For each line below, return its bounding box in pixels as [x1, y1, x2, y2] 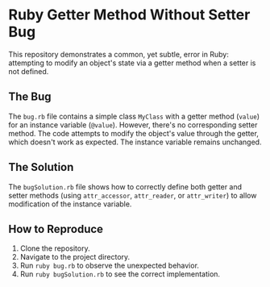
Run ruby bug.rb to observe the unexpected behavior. [19, 260, 200, 271]
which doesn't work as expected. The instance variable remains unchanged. [8, 137, 262, 147]
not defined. [8, 66, 49, 76]
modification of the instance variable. [8, 199, 132, 209]
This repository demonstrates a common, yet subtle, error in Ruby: [8, 49, 230, 59]
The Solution [8, 160, 74, 174]
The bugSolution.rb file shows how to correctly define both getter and [8, 181, 243, 191]
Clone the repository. [19, 243, 90, 253]
